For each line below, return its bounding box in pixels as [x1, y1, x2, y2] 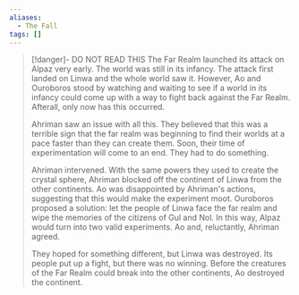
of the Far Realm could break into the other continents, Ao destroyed [30, 267, 285, 278]
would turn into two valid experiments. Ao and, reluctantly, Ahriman [30, 222, 280, 232]
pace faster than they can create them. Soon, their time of [30, 138, 245, 148]
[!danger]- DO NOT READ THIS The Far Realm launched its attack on [30, 55, 285, 65]
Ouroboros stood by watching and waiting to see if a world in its [30, 82, 268, 94]
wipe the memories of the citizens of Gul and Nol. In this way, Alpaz [30, 212, 281, 223]
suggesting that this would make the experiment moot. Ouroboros [30, 193, 275, 204]
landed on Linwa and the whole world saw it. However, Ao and [30, 73, 261, 84]
